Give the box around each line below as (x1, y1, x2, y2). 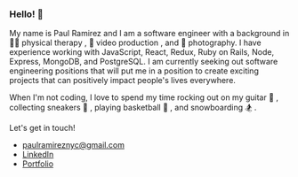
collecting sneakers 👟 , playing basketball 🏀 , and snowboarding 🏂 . (9, 102, 257, 113)
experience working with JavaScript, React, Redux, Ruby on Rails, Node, (9, 47, 274, 58)
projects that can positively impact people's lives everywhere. (9, 75, 236, 86)
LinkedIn (21, 150, 54, 160)
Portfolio (21, 158, 54, 169)
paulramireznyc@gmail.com (21, 140, 125, 150)
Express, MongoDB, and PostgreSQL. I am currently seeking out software (9, 57, 278, 67)
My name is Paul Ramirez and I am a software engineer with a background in (9, 28, 290, 39)
